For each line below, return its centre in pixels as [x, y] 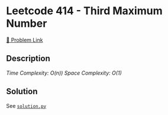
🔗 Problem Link [25, 40]
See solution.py [26, 106]
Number [27, 23]
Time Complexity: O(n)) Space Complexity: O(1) [64, 73]
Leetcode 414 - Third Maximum [84, 11]
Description [28, 58]
